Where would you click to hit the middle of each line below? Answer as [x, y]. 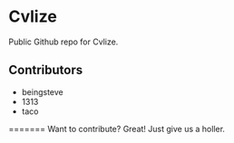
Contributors [46, 70]
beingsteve [43, 91]
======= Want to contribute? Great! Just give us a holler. [117, 129]
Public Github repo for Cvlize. [63, 42]
